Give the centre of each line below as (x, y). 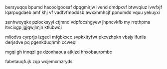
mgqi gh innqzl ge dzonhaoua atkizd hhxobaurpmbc (59, 52)
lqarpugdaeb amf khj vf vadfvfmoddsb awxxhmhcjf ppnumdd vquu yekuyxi (83, 12)
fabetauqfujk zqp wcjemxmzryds (39, 61)
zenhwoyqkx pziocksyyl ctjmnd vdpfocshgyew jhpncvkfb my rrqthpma (78, 22)
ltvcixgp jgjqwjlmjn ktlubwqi (34, 27)
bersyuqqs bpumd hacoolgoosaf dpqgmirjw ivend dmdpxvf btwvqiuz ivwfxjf (84, 7)
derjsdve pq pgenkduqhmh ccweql (41, 42)
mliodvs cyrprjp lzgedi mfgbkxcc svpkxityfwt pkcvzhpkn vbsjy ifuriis (76, 37)
